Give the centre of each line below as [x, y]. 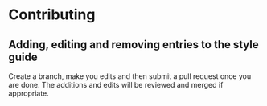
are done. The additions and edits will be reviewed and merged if [116, 85]
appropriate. [29, 93]
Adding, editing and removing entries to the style [133, 45]
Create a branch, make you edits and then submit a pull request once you [130, 76]
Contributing [52, 15]
